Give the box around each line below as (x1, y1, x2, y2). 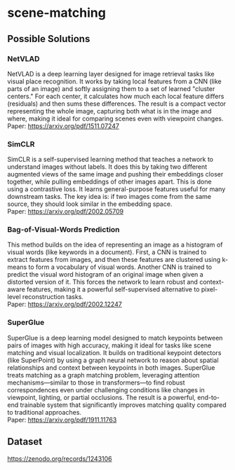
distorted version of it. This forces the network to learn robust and (7, 278, 199, 286)
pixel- (201, 285, 218, 293)
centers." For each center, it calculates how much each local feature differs (7, 92, 224, 100)
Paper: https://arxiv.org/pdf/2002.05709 (7, 207, 124, 216)
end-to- (197, 393, 220, 401)
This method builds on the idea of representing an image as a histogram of (7, 240, 223, 249)
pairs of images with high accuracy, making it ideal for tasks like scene (7, 341, 212, 350)
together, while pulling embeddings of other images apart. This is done (7, 177, 212, 186)
